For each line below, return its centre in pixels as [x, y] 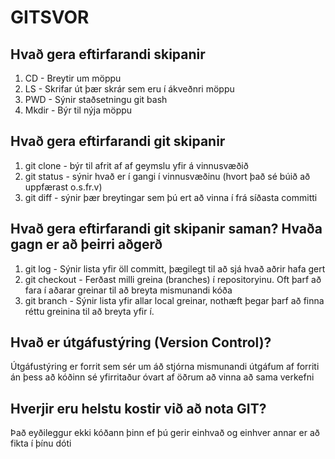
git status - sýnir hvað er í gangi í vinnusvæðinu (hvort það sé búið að [167, 176]
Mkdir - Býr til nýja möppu [78, 110]
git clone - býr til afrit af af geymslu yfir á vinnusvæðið [136, 165]
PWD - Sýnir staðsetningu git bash [96, 99]
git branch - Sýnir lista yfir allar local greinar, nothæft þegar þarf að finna [174, 300]
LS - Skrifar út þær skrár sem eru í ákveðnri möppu [129, 89]
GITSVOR [50, 17]
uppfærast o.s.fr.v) [63, 187]
